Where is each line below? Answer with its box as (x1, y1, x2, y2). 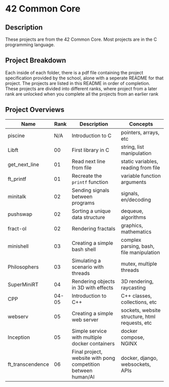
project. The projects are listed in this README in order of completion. (5, 80, 150, 86)
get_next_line (8, 161, 39, 168)
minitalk (8, 193, 27, 200)
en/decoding (121, 196, 151, 203)
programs (71, 199, 95, 206)
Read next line (71, 158, 106, 165)
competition (71, 360, 100, 367)
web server (71, 316, 99, 323)
